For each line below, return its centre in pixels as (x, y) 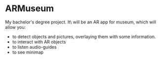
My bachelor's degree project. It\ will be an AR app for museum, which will (81, 22)
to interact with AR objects (39, 41)
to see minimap (28, 52)
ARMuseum (30, 9)
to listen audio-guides (34, 47)
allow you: (16, 27)
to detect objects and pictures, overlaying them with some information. (84, 37)
